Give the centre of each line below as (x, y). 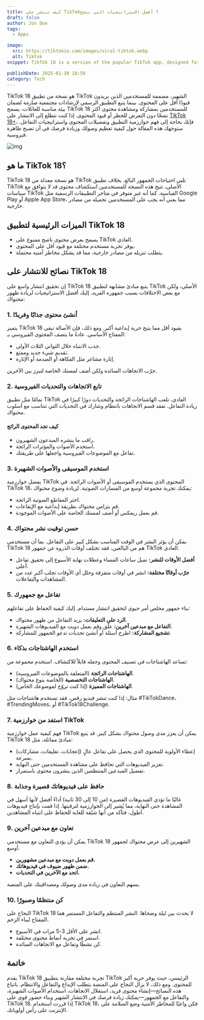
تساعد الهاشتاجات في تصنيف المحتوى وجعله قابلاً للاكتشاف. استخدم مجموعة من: (97, 661)
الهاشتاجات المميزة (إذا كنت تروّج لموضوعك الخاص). (74, 686)
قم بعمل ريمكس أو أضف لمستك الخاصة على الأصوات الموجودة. (87, 512)
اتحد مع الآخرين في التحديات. (48, 872)
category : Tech (26, 79)
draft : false (23, 18)
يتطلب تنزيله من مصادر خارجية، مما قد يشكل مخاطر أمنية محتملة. (90, 252)
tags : (14, 29)
